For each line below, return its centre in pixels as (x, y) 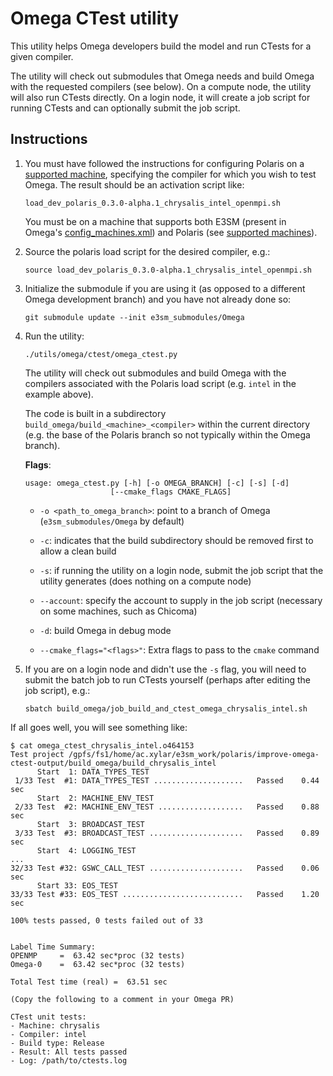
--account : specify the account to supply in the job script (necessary (181, 600)
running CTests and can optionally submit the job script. (125, 108)
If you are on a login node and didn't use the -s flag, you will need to (165, 669)
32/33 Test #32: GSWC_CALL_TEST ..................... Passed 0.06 (165, 868)
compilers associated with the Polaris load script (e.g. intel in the (160, 383)
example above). (59, 394)
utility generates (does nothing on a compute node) (145, 581)
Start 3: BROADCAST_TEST (90, 824)
